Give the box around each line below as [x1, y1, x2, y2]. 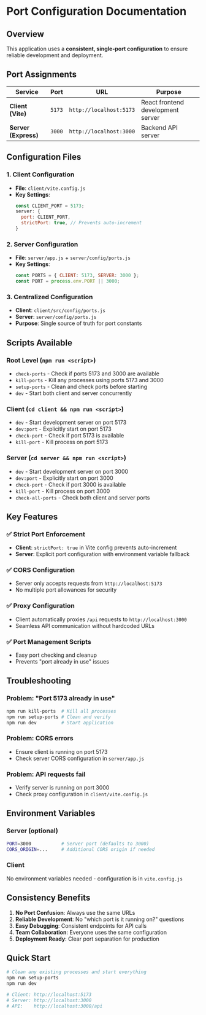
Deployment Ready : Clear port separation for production [15, 935, 159, 942]
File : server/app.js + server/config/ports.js [15, 254, 131, 262]
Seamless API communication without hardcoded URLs [15, 622, 155, 629]
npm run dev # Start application [6, 719, 114, 726]
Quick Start [6, 952, 51, 963]
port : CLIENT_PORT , [21, 214, 71, 221]
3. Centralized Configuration [6, 292, 93, 301]
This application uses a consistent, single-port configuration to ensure [6, 45, 188, 52]
